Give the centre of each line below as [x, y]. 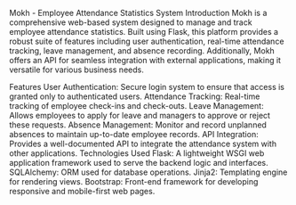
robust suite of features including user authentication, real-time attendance [147, 41]
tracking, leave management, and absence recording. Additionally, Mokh [142, 51]
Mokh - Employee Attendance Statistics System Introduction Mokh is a [138, 13]
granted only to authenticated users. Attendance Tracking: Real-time [135, 96]
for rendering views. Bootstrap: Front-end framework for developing [134, 181]
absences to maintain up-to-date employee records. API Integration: [134, 134]
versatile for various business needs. [76, 70]
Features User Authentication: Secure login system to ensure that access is [147, 87]
